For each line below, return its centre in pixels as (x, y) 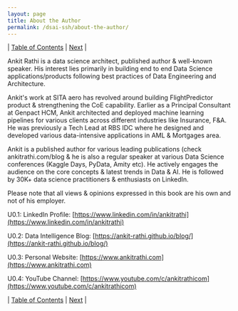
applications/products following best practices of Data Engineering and (112, 76)
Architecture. (27, 84)
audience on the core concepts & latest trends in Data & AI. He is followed (116, 172)
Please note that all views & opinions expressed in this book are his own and (119, 194)
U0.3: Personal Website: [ (45, 258)
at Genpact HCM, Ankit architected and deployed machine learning (106, 113)
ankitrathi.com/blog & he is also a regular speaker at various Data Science (116, 157)
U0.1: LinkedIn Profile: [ (41, 215)
